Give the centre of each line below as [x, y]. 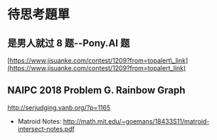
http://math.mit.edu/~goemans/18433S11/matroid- [136, 121]
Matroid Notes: [39, 121]
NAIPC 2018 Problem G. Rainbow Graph [96, 91]
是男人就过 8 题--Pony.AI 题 [69, 43]
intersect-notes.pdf [46, 129]
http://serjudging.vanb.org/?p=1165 [59, 107]
